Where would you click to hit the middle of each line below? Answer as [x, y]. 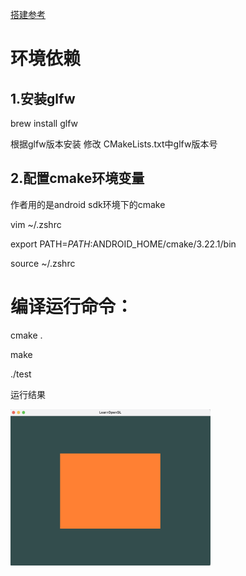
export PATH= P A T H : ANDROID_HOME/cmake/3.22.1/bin [123, 244]
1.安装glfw [43, 98]
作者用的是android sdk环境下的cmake [88, 204]
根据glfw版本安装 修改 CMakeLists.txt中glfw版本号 [114, 144]
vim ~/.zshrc [36, 224]
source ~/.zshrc [43, 263]
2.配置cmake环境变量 [77, 178]
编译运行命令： [72, 307]
